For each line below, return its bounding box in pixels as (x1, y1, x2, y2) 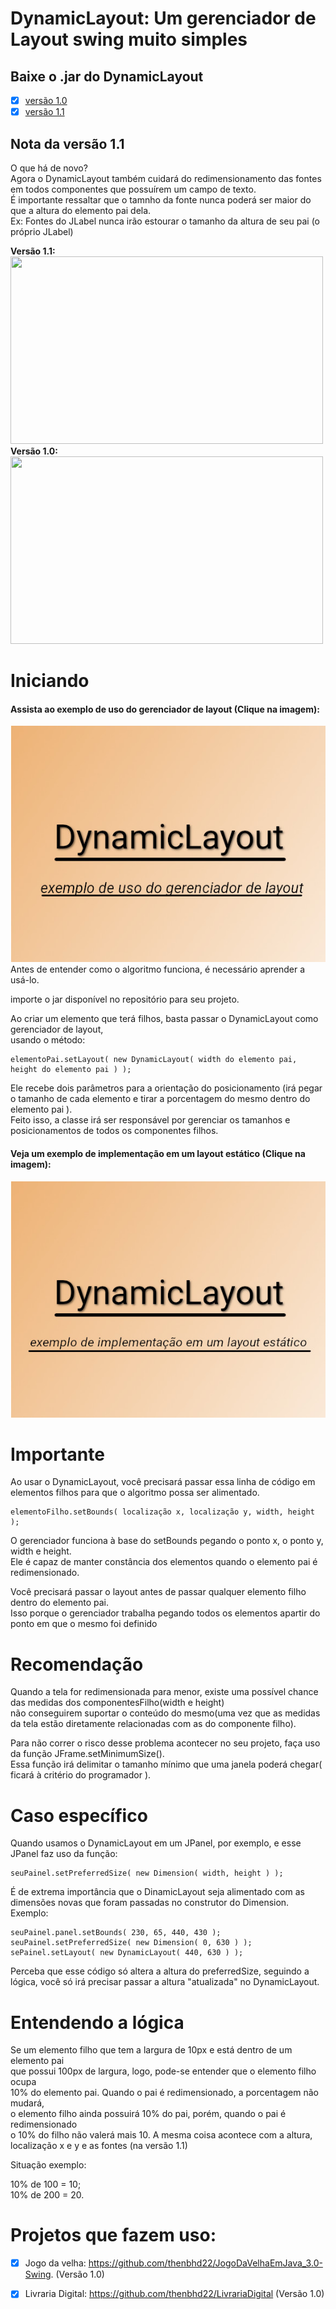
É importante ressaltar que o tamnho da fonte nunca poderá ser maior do (10, 193, 312, 206)
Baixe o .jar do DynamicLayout (10, 68, 204, 85)
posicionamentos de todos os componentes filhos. (10, 1125, 219, 1137)
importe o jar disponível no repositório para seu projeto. (10, 993, 240, 1006)
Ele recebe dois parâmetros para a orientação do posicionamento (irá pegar (10, 1082, 323, 1094)
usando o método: (10, 1034, 86, 1046)
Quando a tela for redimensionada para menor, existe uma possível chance (10, 1686, 319, 1698)
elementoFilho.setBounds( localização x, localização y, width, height (10, 1507, 315, 1517)
